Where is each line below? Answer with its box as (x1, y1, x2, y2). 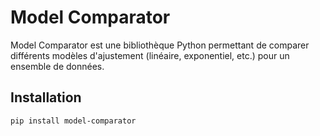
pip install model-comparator (10, 116, 137, 126)
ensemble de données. (10, 60, 105, 72)
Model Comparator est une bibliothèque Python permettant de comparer (10, 39, 310, 51)
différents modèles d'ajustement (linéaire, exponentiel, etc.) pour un (10, 49, 290, 61)
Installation (10, 89, 82, 106)
